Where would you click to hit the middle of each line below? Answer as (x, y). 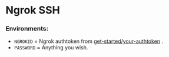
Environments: (27, 29)
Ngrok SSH (33, 10)
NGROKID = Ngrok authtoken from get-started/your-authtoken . (88, 41)
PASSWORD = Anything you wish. (51, 48)
